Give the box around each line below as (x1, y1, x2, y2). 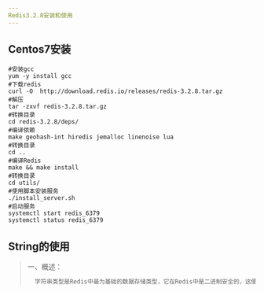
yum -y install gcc (8, 72, 72, 80)
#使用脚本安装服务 (8, 187, 59, 195)
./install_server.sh (8, 194, 76, 202)
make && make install (8, 164, 79, 172)
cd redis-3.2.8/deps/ (8, 118, 79, 126)
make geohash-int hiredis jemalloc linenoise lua (8, 133, 174, 142)
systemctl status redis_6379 (8, 216, 104, 224)
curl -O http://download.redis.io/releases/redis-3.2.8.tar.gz (8, 87, 223, 95)
